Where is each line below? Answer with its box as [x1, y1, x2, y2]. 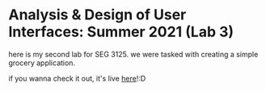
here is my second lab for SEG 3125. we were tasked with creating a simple [8, 49, 259, 59]
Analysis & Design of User [8, 6, 187, 24]
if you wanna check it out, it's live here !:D [8, 73, 146, 83]
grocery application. [8, 58, 75, 68]
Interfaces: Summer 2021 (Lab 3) [8, 23, 234, 41]
